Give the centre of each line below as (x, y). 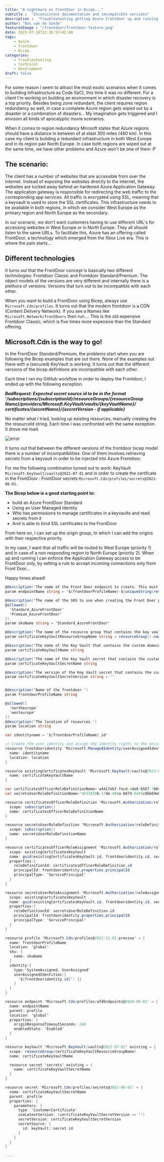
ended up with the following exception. (44, 384)
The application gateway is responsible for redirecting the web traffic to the (81, 192)
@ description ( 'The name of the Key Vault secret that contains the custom (83, 659)
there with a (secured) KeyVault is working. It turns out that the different (77, 364)
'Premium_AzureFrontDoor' (36, 614)
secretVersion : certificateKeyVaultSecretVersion (69, 1119)
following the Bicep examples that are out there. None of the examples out (80, 359)
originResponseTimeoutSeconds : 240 (50, 1024)
